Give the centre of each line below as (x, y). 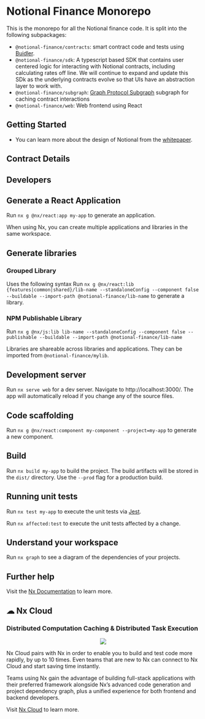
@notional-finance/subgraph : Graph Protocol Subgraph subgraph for (102, 92)
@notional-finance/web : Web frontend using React (79, 105)
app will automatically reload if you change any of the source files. (90, 396)
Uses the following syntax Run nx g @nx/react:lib (70, 284)
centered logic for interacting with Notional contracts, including (95, 66)
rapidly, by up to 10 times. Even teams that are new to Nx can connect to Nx (102, 659)
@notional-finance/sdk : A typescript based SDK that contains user (99, 60)
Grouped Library (31, 270)
